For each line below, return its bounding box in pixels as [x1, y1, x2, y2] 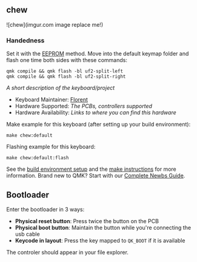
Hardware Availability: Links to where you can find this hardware [15, 109, 177, 116]
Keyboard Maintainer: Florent [15, 96, 88, 103]
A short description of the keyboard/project [6, 84, 115, 92]
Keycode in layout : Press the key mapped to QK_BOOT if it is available [15, 236, 185, 244]
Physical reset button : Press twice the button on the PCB [15, 217, 159, 224]
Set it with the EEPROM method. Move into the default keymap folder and [6, 50, 189, 57]
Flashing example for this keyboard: [6, 143, 96, 151]
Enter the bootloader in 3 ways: [6, 205, 85, 213]
